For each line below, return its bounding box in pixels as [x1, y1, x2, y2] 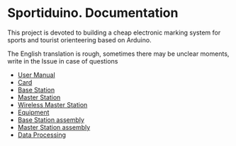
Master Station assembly [17, 123, 91, 131]
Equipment [17, 108, 50, 116]
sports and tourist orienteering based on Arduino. [7, 35, 152, 44]
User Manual [17, 71, 55, 79]
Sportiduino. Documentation [7, 5, 179, 21]
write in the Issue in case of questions [7, 56, 118, 65]
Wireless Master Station [17, 100, 88, 109]
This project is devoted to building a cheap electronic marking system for [7, 28, 221, 37]
